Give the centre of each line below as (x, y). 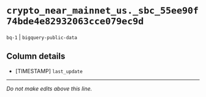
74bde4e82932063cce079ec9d (75, 22)
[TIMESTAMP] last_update (49, 71)
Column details (36, 56)
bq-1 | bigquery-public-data (42, 37)
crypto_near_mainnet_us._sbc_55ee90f (103, 11)
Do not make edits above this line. (49, 88)
